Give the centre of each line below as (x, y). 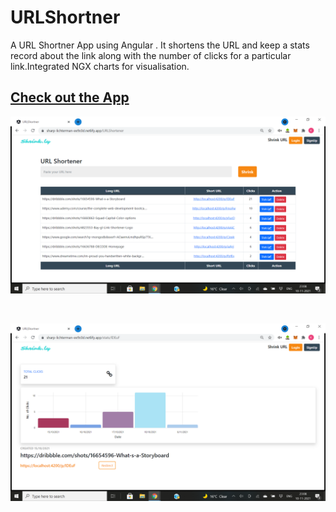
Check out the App (70, 97)
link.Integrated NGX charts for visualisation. (100, 66)
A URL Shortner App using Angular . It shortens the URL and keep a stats (160, 45)
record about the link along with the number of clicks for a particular (151, 55)
